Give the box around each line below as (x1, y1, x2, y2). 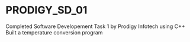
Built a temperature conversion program (5, 29, 103, 36)
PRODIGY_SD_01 (5, 3, 88, 17)
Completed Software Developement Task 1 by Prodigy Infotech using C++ (5, 23, 185, 30)
